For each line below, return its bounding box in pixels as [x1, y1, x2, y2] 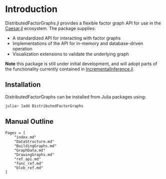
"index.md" [14, 135, 37, 140]
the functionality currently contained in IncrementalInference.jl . [5, 66, 135, 72]
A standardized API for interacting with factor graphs [12, 35, 121, 41]
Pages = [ [5, 130, 26, 135]
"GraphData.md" [14, 148, 46, 153]
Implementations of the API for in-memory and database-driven [12, 40, 144, 46]
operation [12, 45, 32, 51]
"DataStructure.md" [14, 139, 55, 144]
